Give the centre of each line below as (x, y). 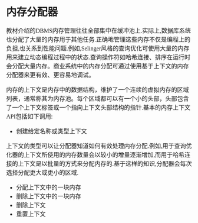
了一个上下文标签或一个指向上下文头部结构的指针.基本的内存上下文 (98, 108)
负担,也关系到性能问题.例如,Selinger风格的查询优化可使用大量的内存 (98, 49)
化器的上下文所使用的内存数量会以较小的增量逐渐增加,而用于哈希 (95, 155)
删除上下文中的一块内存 (49, 196)
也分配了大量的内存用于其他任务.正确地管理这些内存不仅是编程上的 (98, 40)
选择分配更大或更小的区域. (42, 173)
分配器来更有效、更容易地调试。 (51, 75)
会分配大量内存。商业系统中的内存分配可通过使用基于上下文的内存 (98, 66)
